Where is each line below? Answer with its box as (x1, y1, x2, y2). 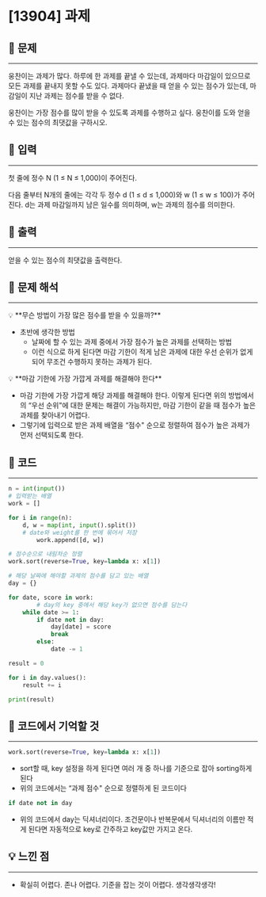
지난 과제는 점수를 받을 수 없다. (28, 91, 124, 100)
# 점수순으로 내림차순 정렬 (8, 550, 82, 559)
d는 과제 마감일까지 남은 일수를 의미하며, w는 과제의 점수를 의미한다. (25, 200, 235, 209)
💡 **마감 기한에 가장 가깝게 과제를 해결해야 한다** (8, 374, 162, 384)
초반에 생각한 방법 (19, 327, 75, 337)
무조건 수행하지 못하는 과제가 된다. (46, 357, 153, 367)
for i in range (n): (8, 513, 73, 521)
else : (36, 638, 55, 646)
